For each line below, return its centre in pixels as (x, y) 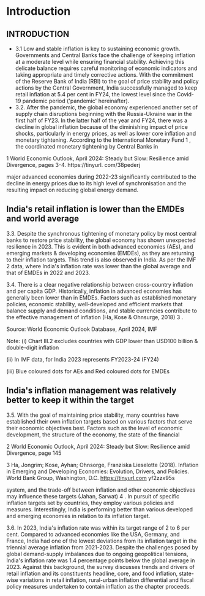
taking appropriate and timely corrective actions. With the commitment (104, 75)
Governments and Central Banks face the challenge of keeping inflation (105, 55)
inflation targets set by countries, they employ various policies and (90, 503)
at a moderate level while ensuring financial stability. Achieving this (100, 62)
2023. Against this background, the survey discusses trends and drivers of (100, 567)
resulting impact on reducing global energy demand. (73, 190)
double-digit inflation (33, 347)
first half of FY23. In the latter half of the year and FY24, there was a (101, 120)
